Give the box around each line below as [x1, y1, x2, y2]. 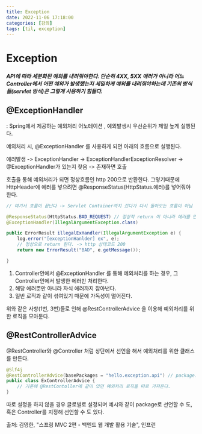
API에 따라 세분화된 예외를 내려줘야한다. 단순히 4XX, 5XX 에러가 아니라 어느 [6, 73, 185, 80]
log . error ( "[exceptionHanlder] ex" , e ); [17, 236, 120, 242]
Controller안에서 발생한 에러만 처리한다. [14, 277, 109, 284]
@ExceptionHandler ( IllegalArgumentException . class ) [6, 219, 138, 225]
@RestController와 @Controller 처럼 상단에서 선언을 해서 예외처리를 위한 [6, 347, 179, 354]
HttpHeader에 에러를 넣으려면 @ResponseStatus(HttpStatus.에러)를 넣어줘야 [6, 183, 191, 190]
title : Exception [6, 8, 50, 15]
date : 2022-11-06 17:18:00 [6, 14, 74, 20]
